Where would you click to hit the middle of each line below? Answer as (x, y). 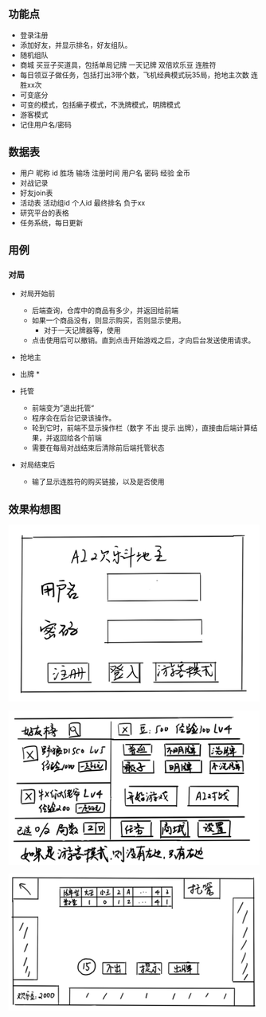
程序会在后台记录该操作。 (74, 418)
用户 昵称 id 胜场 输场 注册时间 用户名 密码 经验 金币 (105, 173)
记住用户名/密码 (45, 124)
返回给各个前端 (77, 438)
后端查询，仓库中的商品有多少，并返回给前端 (105, 311)
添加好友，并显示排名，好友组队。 (76, 45)
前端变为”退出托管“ (63, 408)
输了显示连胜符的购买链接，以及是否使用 (98, 482)
